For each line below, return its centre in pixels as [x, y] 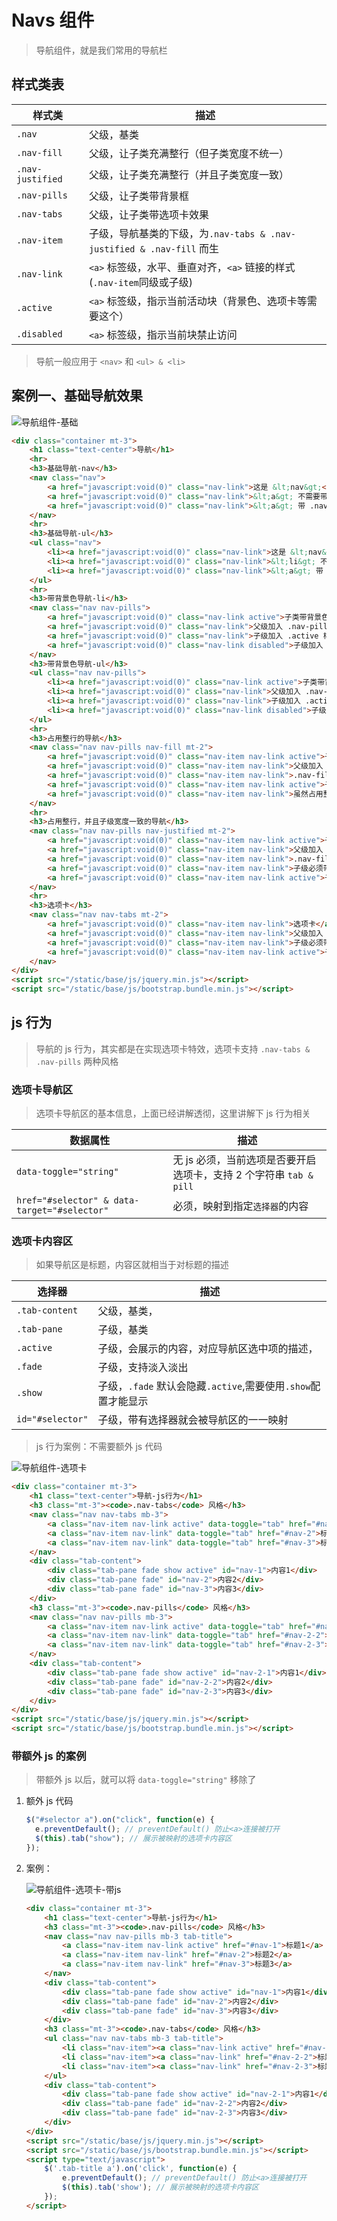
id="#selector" [52, 1419]
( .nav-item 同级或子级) [141, 282]
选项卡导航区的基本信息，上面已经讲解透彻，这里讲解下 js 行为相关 [173, 1113]
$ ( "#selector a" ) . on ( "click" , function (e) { [120, 1820]
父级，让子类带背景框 [138, 196]
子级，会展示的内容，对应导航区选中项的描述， [208, 1349]
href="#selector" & [62, 1200]
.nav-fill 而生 [185, 248]
